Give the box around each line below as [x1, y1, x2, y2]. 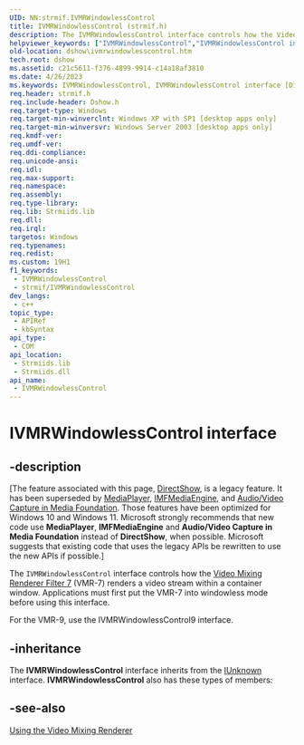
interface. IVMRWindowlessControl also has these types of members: [9, 674, 273, 685]
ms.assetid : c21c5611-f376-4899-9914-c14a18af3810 [9, 64, 204, 73]
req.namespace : [9, 182, 67, 191]
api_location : [9, 350, 63, 359]
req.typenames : [9, 241, 67, 250]
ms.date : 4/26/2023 [9, 73, 83, 82]
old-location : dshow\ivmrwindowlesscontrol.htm [9, 47, 193, 56]
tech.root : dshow [9, 55, 75, 64]
